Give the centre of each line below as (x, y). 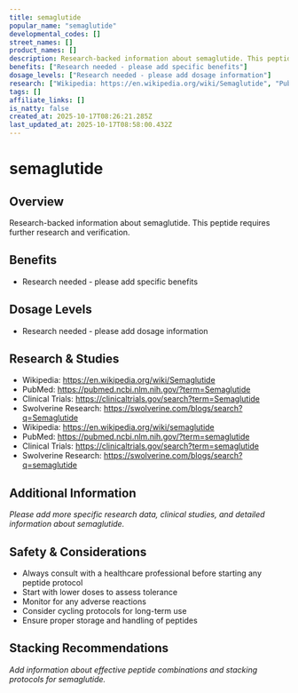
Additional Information (73, 493)
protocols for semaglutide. (58, 679)
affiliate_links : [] (47, 100)
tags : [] (25, 92)
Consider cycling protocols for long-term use (104, 611)
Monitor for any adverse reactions (84, 601)
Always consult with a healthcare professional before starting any (142, 573)
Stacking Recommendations (89, 648)
